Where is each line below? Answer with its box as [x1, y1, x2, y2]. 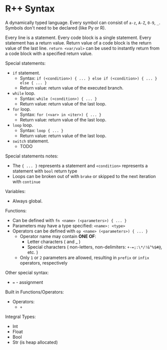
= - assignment [12, 279, 43, 285]
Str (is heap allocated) [12, 339, 58, 345]
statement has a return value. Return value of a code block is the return [5, 39, 152, 45]
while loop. [12, 90, 36, 96]
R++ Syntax [5, 3, 55, 14]
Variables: [5, 188, 26, 194]
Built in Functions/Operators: [5, 288, 64, 295]
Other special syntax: [5, 269, 49, 275]
